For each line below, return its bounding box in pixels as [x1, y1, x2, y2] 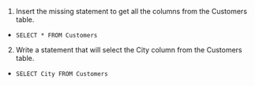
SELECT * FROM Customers [15, 31, 98, 39]
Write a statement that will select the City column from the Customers [15, 45, 242, 54]
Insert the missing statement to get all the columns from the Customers [15, 7, 247, 16]
